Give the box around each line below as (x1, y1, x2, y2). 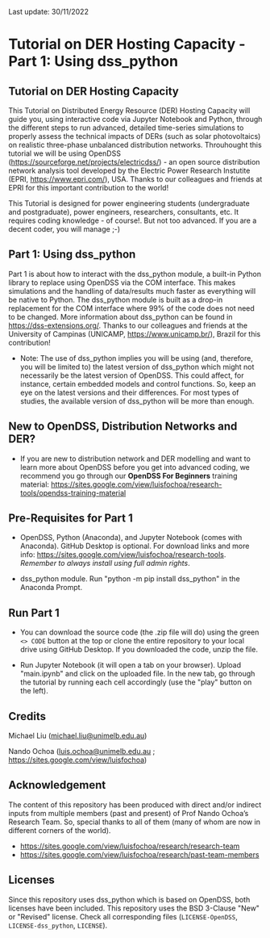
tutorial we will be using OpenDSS (8, 149, 121, 158)
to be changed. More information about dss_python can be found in (8, 312, 233, 321)
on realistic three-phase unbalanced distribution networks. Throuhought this (8, 140, 262, 149)
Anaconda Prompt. (19, 583, 83, 593)
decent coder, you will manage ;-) (8, 224, 121, 233)
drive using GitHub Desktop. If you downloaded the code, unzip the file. (19, 645, 258, 655)
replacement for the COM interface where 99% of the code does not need (8, 303, 255, 313)
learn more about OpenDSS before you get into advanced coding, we (19, 462, 250, 471)
